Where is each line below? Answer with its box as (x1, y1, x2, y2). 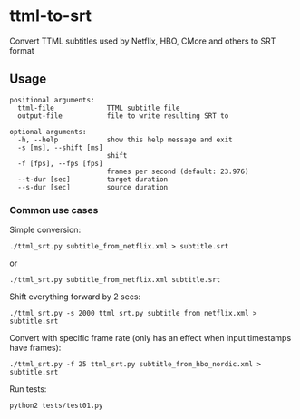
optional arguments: (9, 127, 88, 136)
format (9, 44, 34, 55)
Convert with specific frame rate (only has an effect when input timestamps (9, 333, 292, 344)
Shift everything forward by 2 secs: (9, 291, 141, 302)
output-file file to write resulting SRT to (17, 111, 229, 121)
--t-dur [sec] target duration (17, 174, 169, 184)
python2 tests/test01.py (9, 401, 103, 411)
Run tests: (9, 384, 47, 395)
